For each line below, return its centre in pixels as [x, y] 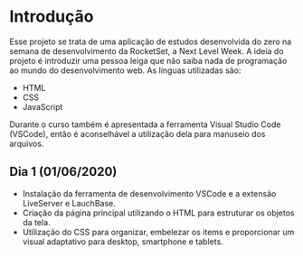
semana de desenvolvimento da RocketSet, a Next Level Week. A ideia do [147, 50]
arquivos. [27, 143]
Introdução [52, 17]
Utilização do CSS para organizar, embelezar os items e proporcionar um [158, 232]
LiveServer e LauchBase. [69, 203]
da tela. [37, 222]
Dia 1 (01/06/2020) [63, 172]
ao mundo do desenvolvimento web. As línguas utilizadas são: [125, 70]
